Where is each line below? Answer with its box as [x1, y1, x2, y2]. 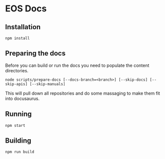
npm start [5, 123, 26, 128]
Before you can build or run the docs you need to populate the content [5, 62, 150, 68]
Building [5, 137, 31, 145]
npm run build [5, 150, 35, 155]
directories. [5, 67, 29, 73]
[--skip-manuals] [29, 81, 66, 87]
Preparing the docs [5, 49, 66, 57]
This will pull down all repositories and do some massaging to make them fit [5, 90, 161, 96]
